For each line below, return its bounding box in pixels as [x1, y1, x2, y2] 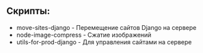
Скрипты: [6, 5, 51, 17]
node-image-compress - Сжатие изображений [16, 31, 152, 39]
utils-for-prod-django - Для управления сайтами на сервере [16, 37, 192, 46]
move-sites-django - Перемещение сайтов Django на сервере [16, 23, 197, 31]
